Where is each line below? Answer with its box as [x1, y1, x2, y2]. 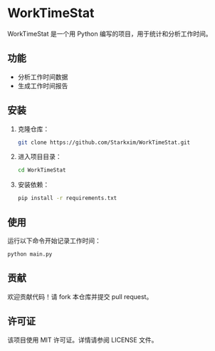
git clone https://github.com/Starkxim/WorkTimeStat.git [17, 139, 191, 146]
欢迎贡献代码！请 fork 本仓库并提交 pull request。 [7, 292, 153, 300]
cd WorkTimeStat [17, 167, 66, 174]
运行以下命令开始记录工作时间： [7, 236, 101, 245]
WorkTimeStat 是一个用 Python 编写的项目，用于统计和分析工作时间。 [7, 29, 212, 38]
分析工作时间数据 [17, 73, 68, 81]
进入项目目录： [17, 152, 62, 161]
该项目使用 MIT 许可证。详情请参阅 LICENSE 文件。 [7, 335, 158, 344]
